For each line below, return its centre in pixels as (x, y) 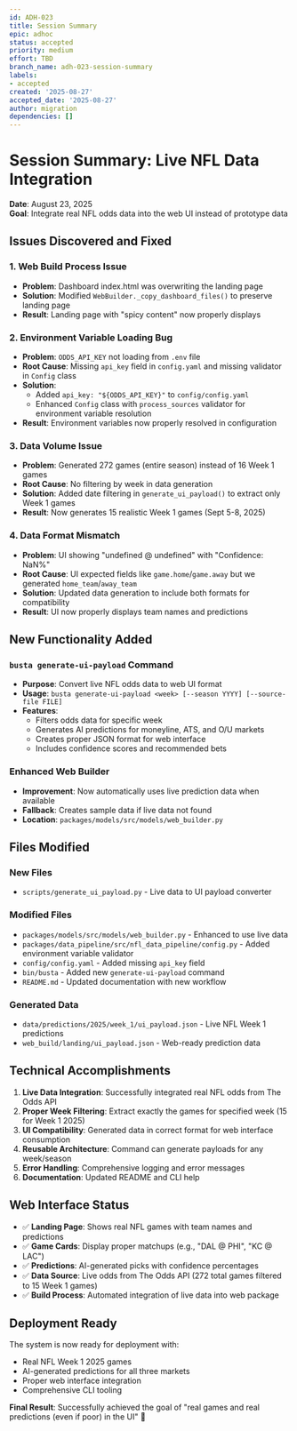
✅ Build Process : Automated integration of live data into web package (151, 1295)
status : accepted (41, 42)
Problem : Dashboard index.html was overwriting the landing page (143, 286)
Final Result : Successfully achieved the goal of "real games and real (135, 1407)
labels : (24, 76)
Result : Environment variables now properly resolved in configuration (149, 423)
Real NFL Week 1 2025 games (76, 1362)
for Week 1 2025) (54, 1120)
